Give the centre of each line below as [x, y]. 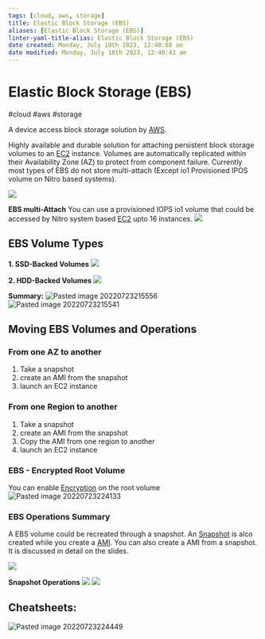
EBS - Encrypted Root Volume [67, 470]
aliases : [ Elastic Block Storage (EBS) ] [76, 30]
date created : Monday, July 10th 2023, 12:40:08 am [95, 45]
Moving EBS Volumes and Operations [103, 329]
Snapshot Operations [45, 582]
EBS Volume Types [56, 244]
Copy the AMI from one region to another [87, 441]
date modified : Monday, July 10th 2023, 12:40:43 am [97, 53]
